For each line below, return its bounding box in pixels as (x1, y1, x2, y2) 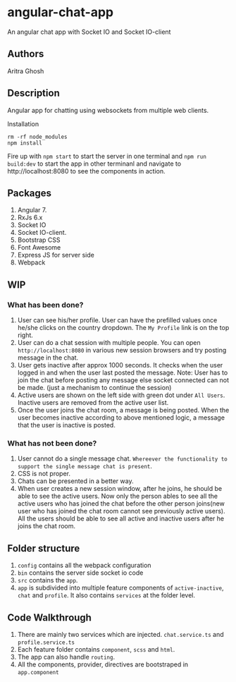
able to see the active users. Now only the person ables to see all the (17, 492, 218, 501)
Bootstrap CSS (17, 236, 61, 244)
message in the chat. (17, 353, 79, 362)
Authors (7, 48, 44, 60)
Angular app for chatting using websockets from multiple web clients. (7, 106, 209, 114)
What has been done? (7, 300, 84, 310)
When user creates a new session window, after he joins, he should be (17, 485, 223, 493)
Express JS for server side (17, 251, 95, 260)
